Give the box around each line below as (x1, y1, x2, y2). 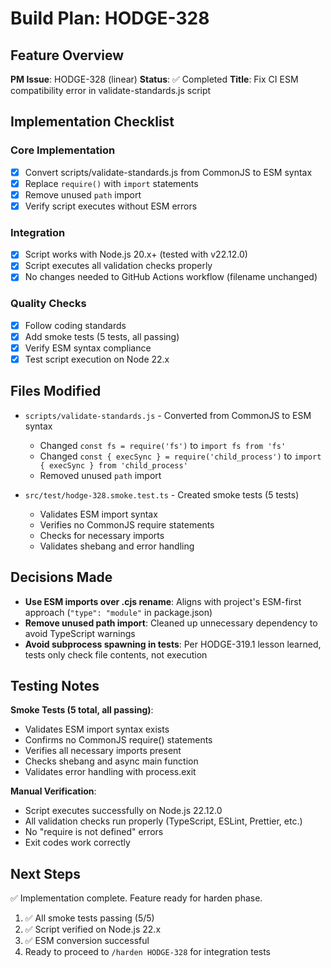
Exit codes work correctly (24, 837, 131, 849)
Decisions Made (10, 569, 113, 586)
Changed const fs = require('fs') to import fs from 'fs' (39, 439, 287, 451)
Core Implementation (10, 143, 116, 157)
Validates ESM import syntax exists (24, 723, 170, 736)
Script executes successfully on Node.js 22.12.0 (24, 805, 223, 817)
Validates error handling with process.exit (24, 766, 197, 778)
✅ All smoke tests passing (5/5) (24, 912, 155, 924)
